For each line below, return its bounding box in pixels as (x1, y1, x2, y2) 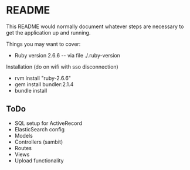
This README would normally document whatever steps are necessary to (6, 23, 184, 30)
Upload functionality (14, 157, 64, 164)
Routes (14, 144, 32, 151)
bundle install (14, 87, 48, 94)
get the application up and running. (6, 29, 91, 36)
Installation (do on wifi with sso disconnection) (6, 63, 118, 70)
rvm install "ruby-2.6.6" (14, 74, 72, 81)
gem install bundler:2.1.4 (14, 80, 74, 88)
